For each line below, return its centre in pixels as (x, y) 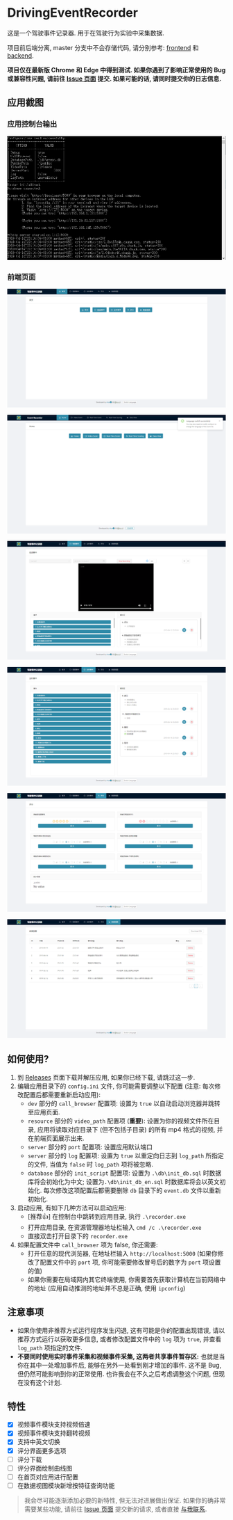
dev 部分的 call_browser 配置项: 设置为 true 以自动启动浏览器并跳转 (124, 1103)
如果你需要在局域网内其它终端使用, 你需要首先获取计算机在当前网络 (123, 1279)
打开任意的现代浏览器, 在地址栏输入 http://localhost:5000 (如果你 (122, 1253)
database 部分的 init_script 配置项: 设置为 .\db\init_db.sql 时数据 (124, 1173)
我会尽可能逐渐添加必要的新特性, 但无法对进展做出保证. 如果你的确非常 (125, 1500)
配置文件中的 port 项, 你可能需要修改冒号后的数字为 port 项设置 (130, 1262)
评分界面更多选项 (42, 1450)
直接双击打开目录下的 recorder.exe (78, 1235)
